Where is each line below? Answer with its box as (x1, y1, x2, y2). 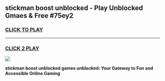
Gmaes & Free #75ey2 (5, 12, 74, 20)
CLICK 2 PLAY (5, 45, 39, 52)
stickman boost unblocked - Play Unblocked (5, 4, 143, 12)
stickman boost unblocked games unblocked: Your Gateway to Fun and (5, 65, 153, 71)
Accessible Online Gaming (5, 70, 60, 76)
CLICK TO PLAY (5, 27, 43, 33)
